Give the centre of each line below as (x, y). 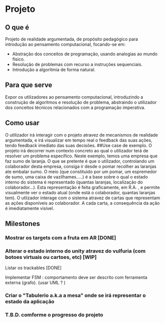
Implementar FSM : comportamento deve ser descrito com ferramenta (76, 278)
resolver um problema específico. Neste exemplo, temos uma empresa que (81, 156)
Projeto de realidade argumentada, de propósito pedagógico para (72, 39)
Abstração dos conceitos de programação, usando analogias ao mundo (85, 54)
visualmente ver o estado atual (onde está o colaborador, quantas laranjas (80, 192)
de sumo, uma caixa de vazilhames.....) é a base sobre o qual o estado (77, 177)
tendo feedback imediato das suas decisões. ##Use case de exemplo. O (79, 145)
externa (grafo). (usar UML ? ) (35, 283)
